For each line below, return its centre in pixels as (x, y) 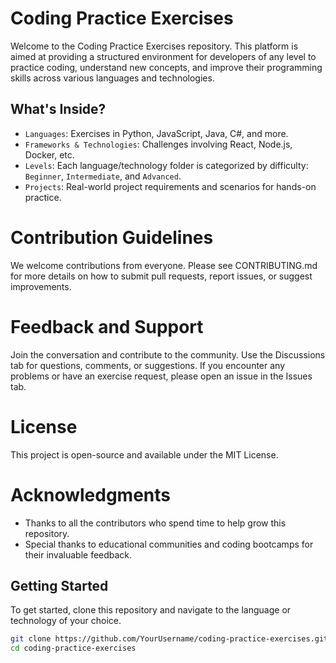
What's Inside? (58, 109)
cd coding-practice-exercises (73, 648)
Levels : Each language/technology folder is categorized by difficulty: (166, 165)
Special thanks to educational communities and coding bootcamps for (169, 544)
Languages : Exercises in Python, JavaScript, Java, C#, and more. (156, 133)
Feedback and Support (107, 326)
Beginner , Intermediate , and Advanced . (103, 176)
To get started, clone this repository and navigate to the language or (151, 610)
